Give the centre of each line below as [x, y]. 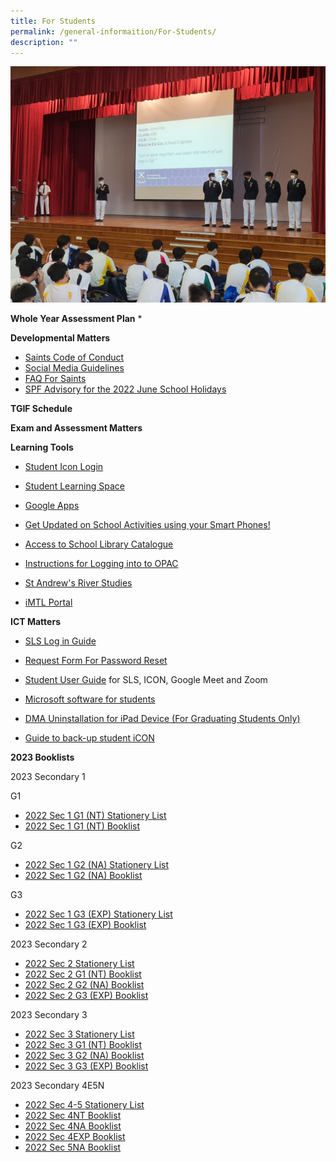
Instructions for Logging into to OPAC [101, 564]
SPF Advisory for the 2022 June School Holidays [125, 389]
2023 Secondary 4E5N [57, 1086]
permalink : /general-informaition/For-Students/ [113, 31]
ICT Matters [35, 622]
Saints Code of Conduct [74, 357]
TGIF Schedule [41, 409]
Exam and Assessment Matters [76, 428]
